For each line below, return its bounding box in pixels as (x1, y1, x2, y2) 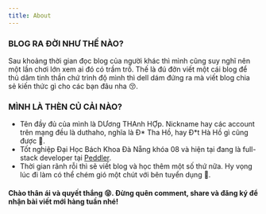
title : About (8, 11, 52, 20)
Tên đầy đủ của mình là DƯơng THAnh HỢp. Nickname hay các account (19, 119, 256, 129)
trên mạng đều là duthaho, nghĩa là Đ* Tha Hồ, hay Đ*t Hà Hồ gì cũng (19, 128, 249, 138)
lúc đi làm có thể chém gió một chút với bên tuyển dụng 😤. (19, 170, 211, 180)
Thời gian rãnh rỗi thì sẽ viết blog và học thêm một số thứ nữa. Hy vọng (19, 161, 253, 171)
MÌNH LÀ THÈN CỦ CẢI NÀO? (8, 101, 123, 112)
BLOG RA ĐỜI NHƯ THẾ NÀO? (8, 37, 125, 49)
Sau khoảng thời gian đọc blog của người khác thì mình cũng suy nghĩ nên (8, 56, 251, 65)
